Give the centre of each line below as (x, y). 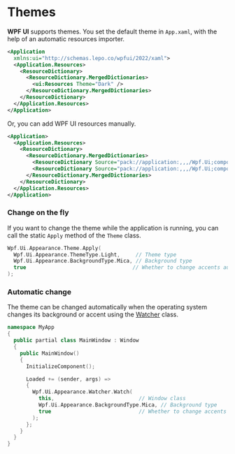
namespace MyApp (31, 328)
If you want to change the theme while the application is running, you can (113, 228)
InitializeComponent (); (60, 366)
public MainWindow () (50, 353)
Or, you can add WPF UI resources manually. (72, 124)
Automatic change (40, 292)
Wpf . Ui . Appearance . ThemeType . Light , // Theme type (95, 255)
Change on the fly (38, 212)
